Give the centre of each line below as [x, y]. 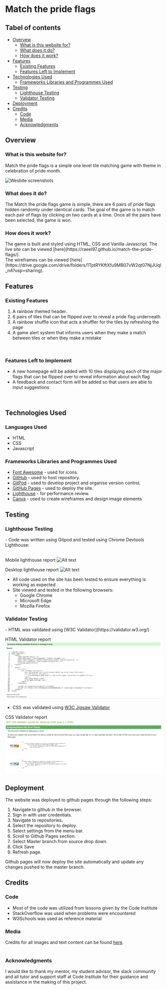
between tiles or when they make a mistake [57, 338]
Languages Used [26, 427]
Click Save [23, 847]
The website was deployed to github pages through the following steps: [79, 800]
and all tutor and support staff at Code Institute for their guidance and [77, 977]
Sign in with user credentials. [42, 815]
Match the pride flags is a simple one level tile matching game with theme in [83, 165]
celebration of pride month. [33, 170]
